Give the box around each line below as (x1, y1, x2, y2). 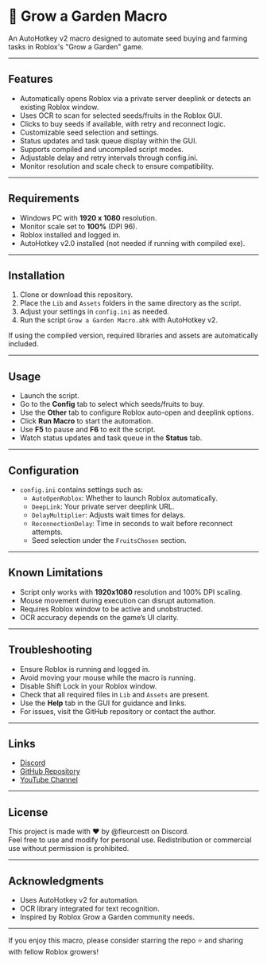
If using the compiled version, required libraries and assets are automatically (8, 330, 258, 341)
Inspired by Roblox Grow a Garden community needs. (19, 912, 195, 922)
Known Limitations (8, 566, 103, 580)
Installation (8, 268, 65, 282)
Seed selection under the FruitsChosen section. (31, 536, 187, 544)
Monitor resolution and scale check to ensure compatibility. (19, 161, 215, 170)
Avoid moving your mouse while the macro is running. (19, 673, 196, 682)
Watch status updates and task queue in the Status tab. (19, 433, 203, 443)
